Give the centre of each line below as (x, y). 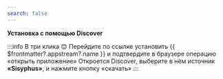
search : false (28, 13)
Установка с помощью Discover (55, 33)
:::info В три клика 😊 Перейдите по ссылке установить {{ (91, 46)
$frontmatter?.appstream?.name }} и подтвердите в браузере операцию (112, 54)
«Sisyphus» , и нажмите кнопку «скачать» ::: (73, 68)
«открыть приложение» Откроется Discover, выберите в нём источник (111, 61)
